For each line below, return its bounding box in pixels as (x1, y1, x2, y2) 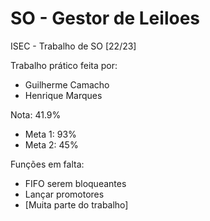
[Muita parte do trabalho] (24, 198, 129, 211)
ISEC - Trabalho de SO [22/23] (10, 40, 137, 52)
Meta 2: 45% (24, 138, 79, 151)
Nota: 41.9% (10, 108, 62, 121)
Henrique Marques (24, 89, 103, 101)
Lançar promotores (24, 188, 105, 200)
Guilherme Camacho (24, 78, 110, 91)
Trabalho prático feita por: (10, 59, 118, 71)
